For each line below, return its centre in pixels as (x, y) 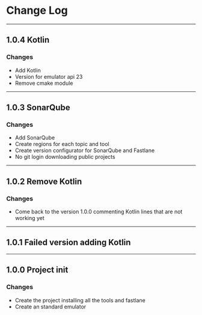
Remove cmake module (44, 83)
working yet (30, 218)
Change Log (37, 11)
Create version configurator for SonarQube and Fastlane (85, 150)
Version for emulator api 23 (49, 76)
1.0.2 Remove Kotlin (44, 181)
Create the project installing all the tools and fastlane (80, 300)
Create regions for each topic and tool (62, 144)
